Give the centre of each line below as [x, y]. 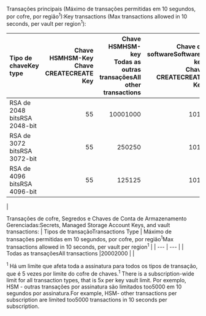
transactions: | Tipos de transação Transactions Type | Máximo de [89, 231]
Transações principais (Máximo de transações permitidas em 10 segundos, [101, 9]
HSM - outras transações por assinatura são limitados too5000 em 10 [94, 287]
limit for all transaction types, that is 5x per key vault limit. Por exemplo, [96, 280]
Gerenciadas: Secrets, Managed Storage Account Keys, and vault [88, 225]
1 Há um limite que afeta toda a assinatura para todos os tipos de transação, [102, 266]
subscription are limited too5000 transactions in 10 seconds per [87, 299]
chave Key [24, 66]
